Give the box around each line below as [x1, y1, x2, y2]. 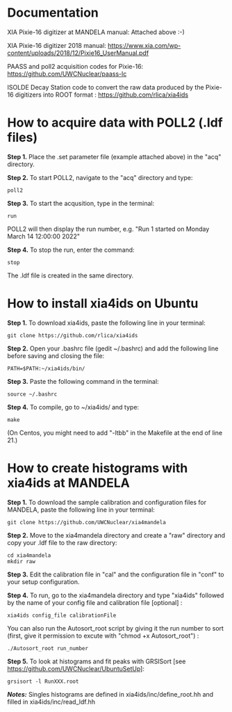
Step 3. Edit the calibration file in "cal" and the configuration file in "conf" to [7, 570, 224, 578]
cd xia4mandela [7, 551, 51, 559]
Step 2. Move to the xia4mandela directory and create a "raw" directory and [7, 531, 226, 540]
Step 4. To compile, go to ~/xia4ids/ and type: [7, 403, 140, 411]
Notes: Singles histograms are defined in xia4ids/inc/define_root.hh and [7, 690, 214, 698]
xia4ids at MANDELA [7, 475, 131, 491]
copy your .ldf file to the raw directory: [7, 538, 117, 547]
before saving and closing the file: [7, 351, 105, 359]
